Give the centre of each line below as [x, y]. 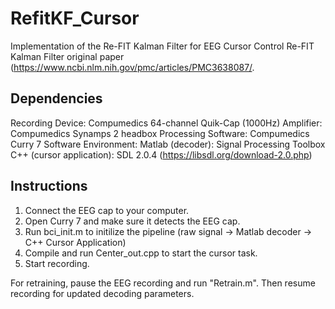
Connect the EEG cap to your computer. [107, 210]
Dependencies [56, 98]
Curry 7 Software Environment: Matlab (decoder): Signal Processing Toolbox [168, 144]
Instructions [49, 186]
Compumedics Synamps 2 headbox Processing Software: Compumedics [160, 133]
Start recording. [57, 263]
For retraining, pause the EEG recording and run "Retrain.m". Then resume [163, 283]
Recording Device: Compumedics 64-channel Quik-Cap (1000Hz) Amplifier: [166, 123]
